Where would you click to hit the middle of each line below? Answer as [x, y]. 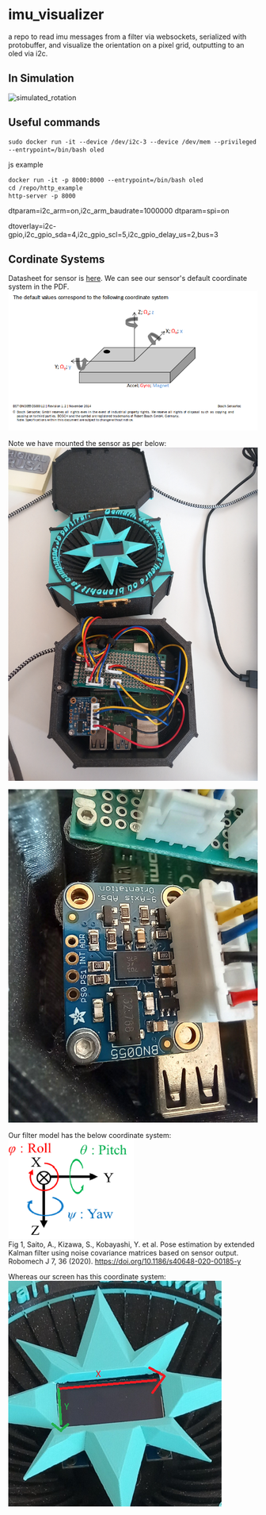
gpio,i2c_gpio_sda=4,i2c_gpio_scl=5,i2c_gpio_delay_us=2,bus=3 [114, 234]
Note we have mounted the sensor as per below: [87, 444]
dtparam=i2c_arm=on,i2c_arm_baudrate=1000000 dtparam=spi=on [119, 210]
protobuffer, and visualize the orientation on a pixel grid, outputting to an [126, 44]
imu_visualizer [56, 15]
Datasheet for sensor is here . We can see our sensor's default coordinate [128, 279]
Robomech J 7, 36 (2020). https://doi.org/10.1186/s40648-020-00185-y [125, 1261]
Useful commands [54, 123]
